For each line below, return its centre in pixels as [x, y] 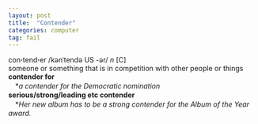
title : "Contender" [42, 23]
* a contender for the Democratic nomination [87, 86]
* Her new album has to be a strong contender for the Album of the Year [132, 104]
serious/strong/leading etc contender [72, 95]
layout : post [30, 15]
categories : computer [44, 30]
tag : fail [25, 38]
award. [20, 113]
